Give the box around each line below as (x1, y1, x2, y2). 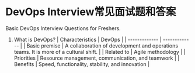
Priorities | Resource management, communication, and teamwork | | (13, 54, 180, 61)
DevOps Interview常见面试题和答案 (5, 5, 176, 19)
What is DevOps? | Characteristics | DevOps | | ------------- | (13, 36, 162, 43)
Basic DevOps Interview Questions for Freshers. (5, 24, 121, 32)
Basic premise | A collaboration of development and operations (26, 42, 179, 49)
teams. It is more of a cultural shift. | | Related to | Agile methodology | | (13, 48, 186, 55)
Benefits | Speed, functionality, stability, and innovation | (13, 60, 150, 67)
